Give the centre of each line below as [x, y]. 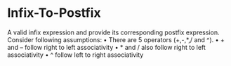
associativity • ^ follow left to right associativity [75, 55]
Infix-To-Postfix [54, 13]
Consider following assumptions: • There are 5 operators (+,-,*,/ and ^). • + [116, 39]
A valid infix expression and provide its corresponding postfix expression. [113, 32]
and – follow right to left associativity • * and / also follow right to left [106, 47]
